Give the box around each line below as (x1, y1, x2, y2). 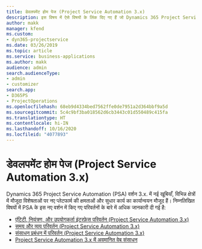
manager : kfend (6, 25, 44, 32)
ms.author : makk (6, 59, 47, 65)
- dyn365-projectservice (6, 37, 69, 43)
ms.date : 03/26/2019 (6, 43, 58, 49)
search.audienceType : (6, 70, 61, 76)
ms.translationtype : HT (6, 115, 66, 121)
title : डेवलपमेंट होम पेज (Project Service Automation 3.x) (6, 8, 145, 15)
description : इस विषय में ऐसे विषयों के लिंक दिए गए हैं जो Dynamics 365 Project (6, 14, 180, 20)
